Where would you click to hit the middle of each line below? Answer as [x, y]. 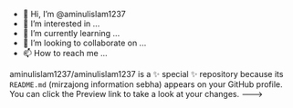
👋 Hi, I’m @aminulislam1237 [74, 14]
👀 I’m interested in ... [61, 24]
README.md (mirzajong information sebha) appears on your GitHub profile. [146, 84]
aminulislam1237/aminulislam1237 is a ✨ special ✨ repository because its [146, 74]
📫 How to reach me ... [65, 53]
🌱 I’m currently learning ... [71, 33]
